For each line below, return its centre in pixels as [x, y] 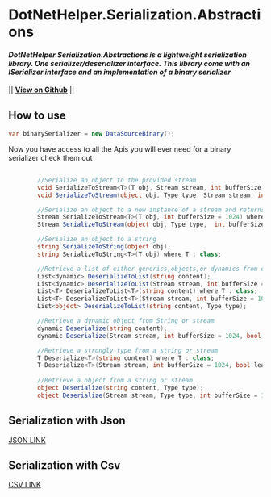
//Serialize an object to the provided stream [117, 180]
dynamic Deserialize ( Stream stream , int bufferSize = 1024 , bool [150, 336]
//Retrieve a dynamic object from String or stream [126, 321]
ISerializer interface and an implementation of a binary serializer [120, 72]
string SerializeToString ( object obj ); [104, 247]
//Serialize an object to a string [97, 240]
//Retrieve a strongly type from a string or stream [128, 350]
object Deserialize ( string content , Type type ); [121, 388]
